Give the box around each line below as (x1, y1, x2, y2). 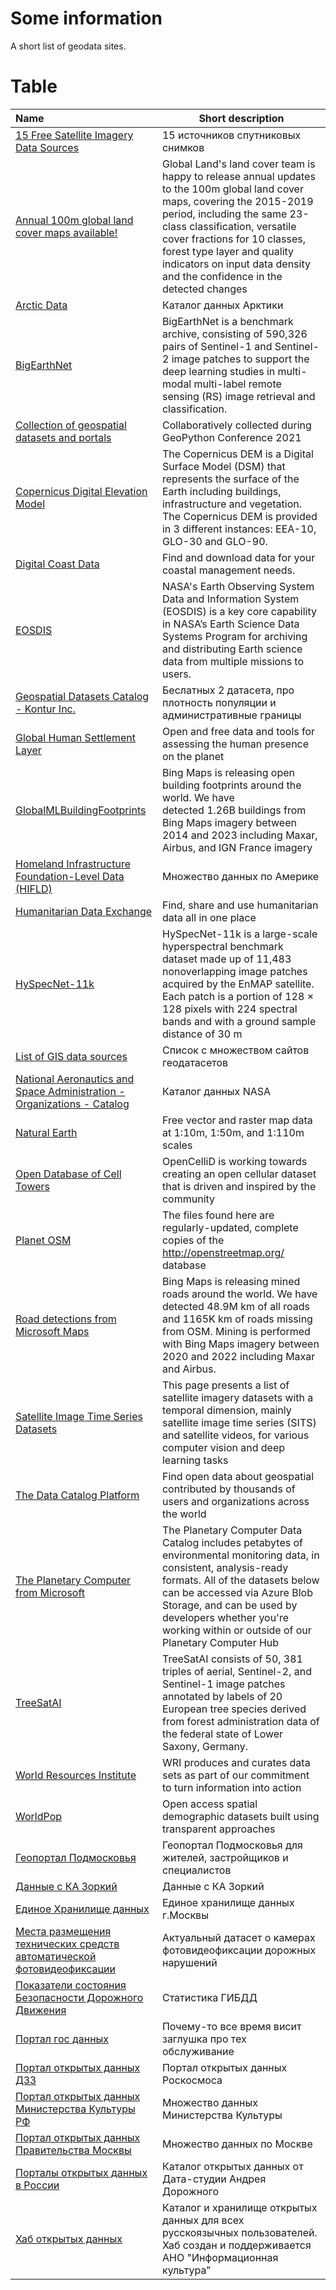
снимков (161, 140, 205, 154)
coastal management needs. (161, 563, 296, 577)
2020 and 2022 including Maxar (161, 1349, 316, 1363)
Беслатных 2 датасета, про (161, 683, 295, 697)
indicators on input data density (161, 257, 311, 271)
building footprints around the (161, 778, 302, 792)
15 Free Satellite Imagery (15, 128, 134, 142)
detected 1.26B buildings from (161, 803, 307, 817)
